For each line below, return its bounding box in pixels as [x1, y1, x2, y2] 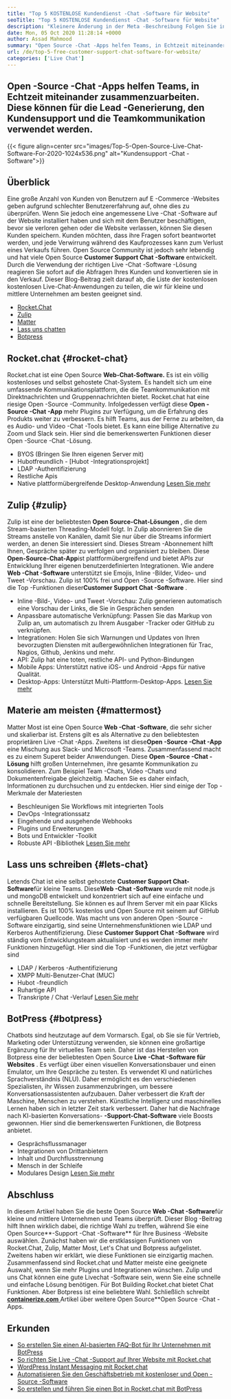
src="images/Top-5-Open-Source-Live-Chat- [73, 142, 203, 150]
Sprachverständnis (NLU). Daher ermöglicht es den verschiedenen [7, 1075, 196, 1083]
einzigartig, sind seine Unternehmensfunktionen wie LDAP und [34, 921, 212, 929]
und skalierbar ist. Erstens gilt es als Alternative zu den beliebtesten [7, 730, 199, 738]
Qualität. [16, 670, 41, 678]
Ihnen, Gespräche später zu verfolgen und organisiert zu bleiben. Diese [7, 547, 210, 555]
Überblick [7, 176, 50, 188]
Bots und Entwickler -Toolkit [16, 831, 98, 839]
